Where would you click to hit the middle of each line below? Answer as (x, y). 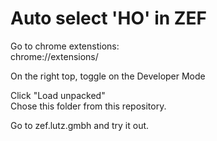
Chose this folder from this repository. (88, 106)
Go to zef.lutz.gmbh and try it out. (80, 125)
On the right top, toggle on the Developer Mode (108, 76)
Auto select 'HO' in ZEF (108, 18)
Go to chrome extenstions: (65, 46)
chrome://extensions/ (54, 56)
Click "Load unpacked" (58, 95)
